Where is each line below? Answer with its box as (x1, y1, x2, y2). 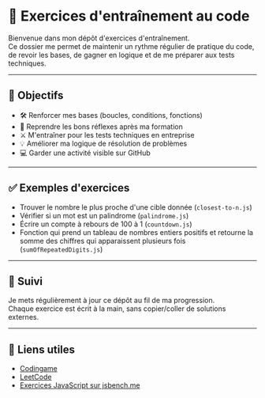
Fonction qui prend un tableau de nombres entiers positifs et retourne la (19, 227, 254, 237)
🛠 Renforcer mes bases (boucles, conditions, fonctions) (19, 110, 203, 119)
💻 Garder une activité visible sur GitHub (19, 148, 151, 157)
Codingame (19, 364, 58, 373)
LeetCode (19, 372, 52, 382)
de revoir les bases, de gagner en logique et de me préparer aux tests (8, 50, 235, 59)
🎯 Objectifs (8, 89, 64, 102)
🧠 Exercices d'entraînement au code (8, 7, 250, 25)
